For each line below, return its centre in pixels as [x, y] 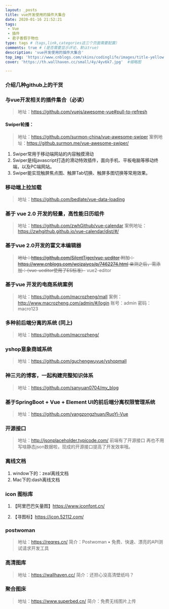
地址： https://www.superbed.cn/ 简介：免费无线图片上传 [77, 601]
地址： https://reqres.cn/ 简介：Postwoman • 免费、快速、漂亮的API [88, 542]
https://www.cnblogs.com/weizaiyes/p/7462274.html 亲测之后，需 [87, 264]
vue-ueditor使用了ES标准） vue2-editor [70, 270]
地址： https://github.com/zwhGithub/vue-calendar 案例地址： [82, 226]
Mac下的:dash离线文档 [36, 480]
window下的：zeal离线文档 [41, 473]
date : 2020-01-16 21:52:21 [34, 19]
